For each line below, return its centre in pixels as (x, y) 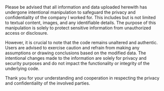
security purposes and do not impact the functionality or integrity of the (78, 63)
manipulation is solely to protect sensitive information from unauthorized (78, 28)
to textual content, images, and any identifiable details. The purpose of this (81, 23)
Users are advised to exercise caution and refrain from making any (72, 48)
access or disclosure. (27, 33)
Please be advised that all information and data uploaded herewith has (76, 7)
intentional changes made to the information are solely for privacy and (76, 58)
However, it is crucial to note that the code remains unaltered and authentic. (82, 43)
